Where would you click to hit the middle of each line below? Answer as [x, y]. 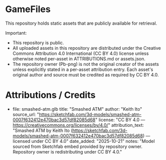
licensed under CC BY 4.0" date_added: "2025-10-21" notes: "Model [84, 141]
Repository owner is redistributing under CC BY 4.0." [67, 151]
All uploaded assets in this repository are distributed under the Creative [87, 48]
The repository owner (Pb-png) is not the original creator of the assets [86, 64]
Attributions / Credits [50, 95]
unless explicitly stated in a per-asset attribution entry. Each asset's [83, 69]
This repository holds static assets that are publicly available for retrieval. [81, 23]
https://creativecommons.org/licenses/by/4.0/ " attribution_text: [78, 125]
